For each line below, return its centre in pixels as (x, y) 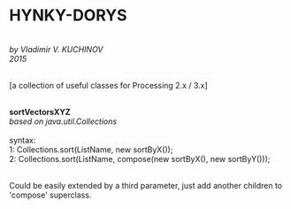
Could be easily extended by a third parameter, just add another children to (146, 185)
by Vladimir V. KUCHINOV (56, 49)
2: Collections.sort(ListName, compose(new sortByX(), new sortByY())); (140, 159)
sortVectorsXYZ (40, 112)
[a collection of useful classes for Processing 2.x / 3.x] (108, 85)
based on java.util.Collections (63, 121)
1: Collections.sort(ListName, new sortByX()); (91, 149)
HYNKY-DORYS (68, 15)
